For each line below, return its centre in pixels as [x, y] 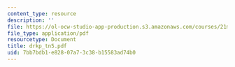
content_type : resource [42, 14]
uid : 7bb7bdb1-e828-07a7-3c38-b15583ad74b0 [72, 53]
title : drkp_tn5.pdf [37, 46]
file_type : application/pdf [48, 33]
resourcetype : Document [42, 40]
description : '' [31, 20]
